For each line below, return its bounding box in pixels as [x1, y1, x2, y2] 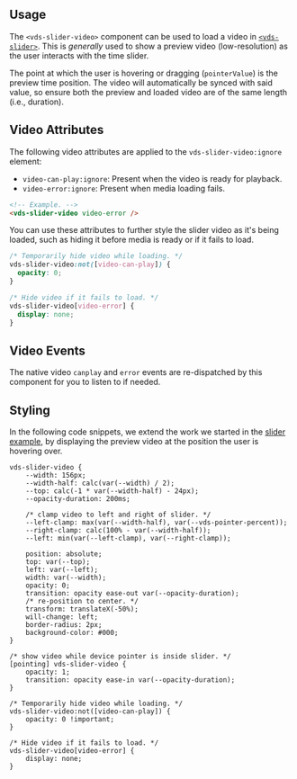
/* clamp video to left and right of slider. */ [25, 510, 211, 519]
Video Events [9, 343, 85, 358]
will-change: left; [25, 613, 99, 622]
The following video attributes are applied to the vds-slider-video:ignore [9, 146, 282, 157]
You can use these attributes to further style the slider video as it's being [9, 225, 279, 236]
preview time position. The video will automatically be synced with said [9, 76, 273, 88]
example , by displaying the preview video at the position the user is [9, 436, 259, 446]
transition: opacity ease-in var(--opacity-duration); [25, 676, 236, 685]
